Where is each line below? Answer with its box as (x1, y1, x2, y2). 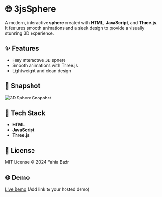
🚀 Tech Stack (5, 109, 46, 117)
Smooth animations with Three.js (12, 62, 78, 68)
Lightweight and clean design (12, 67, 71, 74)
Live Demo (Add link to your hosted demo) (5, 186, 90, 192)
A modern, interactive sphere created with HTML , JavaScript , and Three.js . (5, 20, 158, 25)
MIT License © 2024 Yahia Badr (5, 159, 69, 165)
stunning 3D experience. (5, 30, 54, 36)
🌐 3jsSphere (5, 3, 56, 15)
